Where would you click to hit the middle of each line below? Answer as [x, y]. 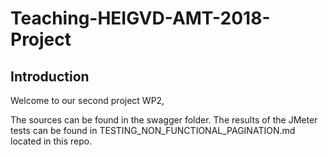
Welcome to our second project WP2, [87, 100]
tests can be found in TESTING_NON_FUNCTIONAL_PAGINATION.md [153, 130]
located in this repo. [51, 141]
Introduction [50, 76]
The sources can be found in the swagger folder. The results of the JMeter [164, 120]
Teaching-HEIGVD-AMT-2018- [140, 18]
